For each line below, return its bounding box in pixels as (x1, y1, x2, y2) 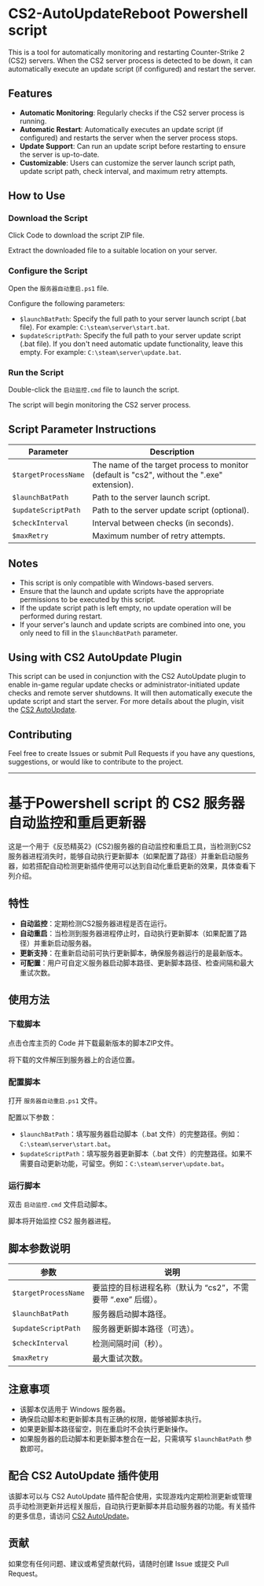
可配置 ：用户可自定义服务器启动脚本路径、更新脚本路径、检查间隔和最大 (19, 958, 254, 968)
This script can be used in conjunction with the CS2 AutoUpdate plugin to (8, 672, 246, 681)
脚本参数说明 (8, 1241, 71, 1255)
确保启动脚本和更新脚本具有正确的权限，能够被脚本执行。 (19, 1414, 206, 1424)
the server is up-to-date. (19, 149, 100, 159)
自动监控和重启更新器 (8, 814, 147, 832)
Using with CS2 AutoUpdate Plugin (8, 651, 182, 665)
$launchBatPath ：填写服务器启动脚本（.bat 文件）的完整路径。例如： (19, 1130, 242, 1139)
